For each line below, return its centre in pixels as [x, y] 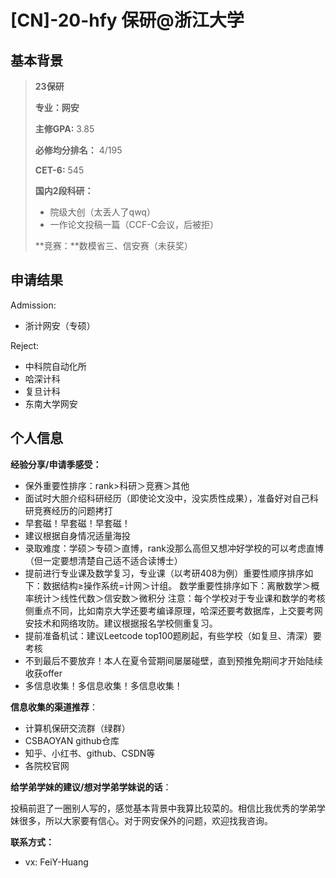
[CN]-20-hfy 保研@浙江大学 [127, 20]
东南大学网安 [51, 403]
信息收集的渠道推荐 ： [54, 707]
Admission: [33, 305]
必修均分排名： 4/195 [78, 150]
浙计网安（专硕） [60, 325]
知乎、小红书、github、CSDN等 [90, 753]
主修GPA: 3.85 [64, 129]
